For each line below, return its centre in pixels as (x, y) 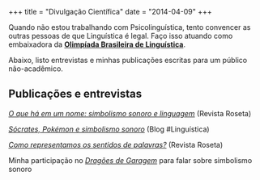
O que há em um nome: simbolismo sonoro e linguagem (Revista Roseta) (130, 113)
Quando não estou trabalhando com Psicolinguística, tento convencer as (130, 27)
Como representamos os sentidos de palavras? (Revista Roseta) (116, 144)
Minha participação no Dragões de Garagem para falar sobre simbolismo (130, 160)
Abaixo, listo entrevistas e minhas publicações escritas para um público (128, 60)
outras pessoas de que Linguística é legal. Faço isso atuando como (121, 36)
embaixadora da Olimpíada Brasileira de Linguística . (97, 44)
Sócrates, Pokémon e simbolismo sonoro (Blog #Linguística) (109, 129)
